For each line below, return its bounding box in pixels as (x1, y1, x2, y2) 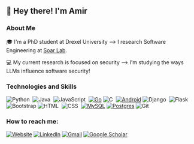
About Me (6, 24, 36, 32)
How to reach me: (6, 117, 59, 125)
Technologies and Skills (6, 82, 77, 91)
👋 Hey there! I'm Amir (6, 6, 88, 16)
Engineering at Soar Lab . (6, 46, 68, 54)
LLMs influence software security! (6, 67, 90, 74)
